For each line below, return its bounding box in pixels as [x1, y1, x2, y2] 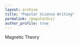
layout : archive [5, 7, 38, 12]
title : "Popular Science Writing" [5, 12, 75, 17]
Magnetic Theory [5, 34, 40, 40]
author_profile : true [5, 21, 49, 26]
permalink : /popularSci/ [5, 16, 55, 21]
